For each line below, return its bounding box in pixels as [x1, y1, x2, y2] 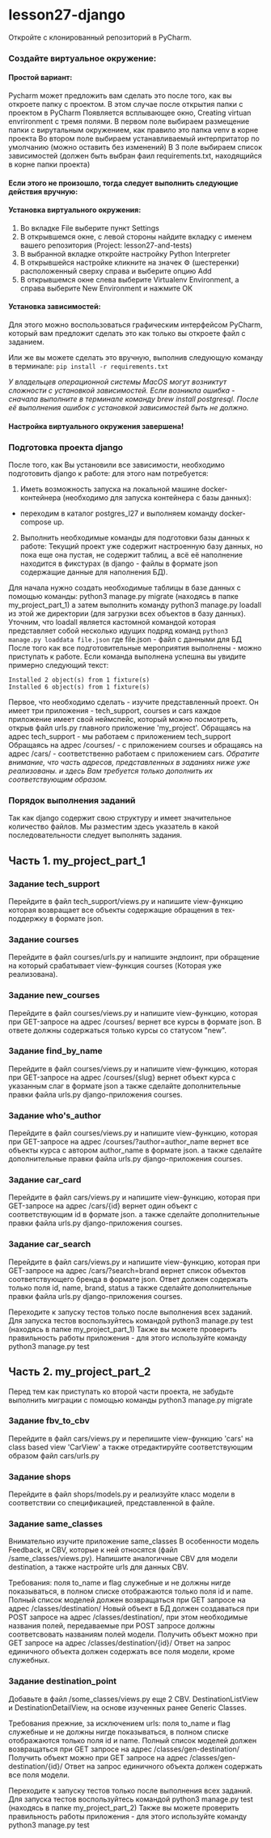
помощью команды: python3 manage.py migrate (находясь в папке [8, 591, 239, 601]
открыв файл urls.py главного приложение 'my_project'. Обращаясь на [8, 723, 252, 732]
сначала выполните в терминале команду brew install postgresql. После [8, 394, 259, 404]
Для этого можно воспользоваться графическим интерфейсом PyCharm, [8, 320, 263, 329]
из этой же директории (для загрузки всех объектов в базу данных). [8, 609, 247, 618]
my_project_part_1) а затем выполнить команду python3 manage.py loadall [8, 600, 261, 609]
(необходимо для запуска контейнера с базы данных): [62, 492, 252, 503]
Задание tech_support [8, 878, 100, 889]
